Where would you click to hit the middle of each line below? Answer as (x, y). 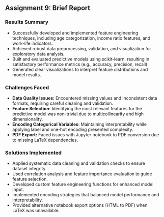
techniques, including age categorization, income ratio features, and (81, 38)
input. (18, 189)
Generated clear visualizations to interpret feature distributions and (80, 69)
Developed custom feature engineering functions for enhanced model (83, 185)
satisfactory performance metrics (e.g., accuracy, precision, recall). (80, 64)
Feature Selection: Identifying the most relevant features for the (77, 108)
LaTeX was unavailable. (36, 211)
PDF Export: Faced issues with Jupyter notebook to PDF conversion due (85, 134)
